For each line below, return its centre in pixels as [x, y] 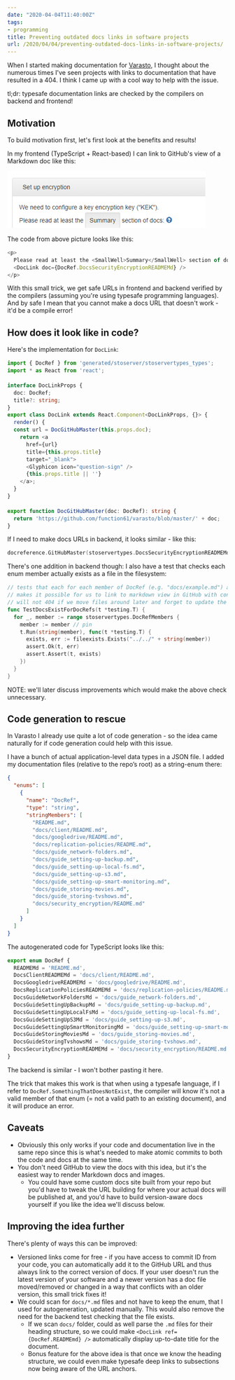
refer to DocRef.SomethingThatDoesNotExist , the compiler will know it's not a [116, 1091]
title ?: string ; [37, 400]
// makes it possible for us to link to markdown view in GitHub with [112, 595]
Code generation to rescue [66, 719]
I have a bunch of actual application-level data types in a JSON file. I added [116, 757]
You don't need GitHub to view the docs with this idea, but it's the [112, 1167]
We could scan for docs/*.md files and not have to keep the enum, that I [120, 1302]
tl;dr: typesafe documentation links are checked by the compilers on [106, 94]
